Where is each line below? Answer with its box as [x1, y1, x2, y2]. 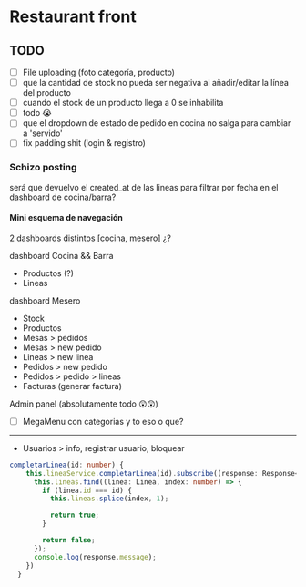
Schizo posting [9, 161, 77, 174]
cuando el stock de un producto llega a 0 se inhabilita [22, 98, 224, 108]
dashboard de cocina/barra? [9, 191, 117, 202]
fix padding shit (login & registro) [22, 138, 146, 149]
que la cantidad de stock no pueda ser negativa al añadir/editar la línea [22, 77, 290, 88]
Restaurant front [9, 6, 137, 27]
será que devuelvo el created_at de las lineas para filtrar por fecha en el [9, 181, 279, 192]
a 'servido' [22, 128, 64, 139]
